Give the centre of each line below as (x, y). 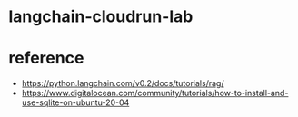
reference (46, 58)
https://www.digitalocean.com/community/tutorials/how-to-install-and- (155, 93)
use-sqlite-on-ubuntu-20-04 (75, 102)
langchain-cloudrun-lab (101, 17)
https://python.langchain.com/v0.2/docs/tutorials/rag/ (123, 83)
